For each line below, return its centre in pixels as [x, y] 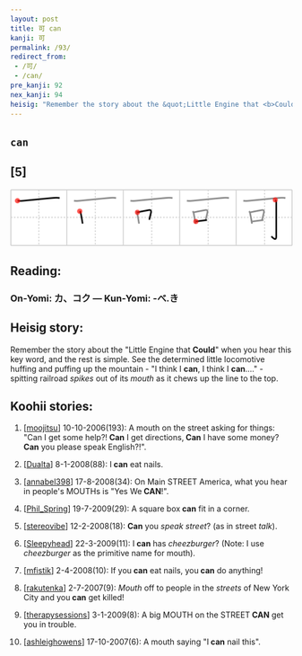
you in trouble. [50, 625]
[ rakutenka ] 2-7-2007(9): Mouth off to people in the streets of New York [156, 588]
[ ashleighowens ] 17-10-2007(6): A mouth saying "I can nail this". [142, 642]
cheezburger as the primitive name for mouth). [109, 554]
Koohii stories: [52, 407]
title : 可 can [36, 28]
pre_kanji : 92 [37, 85]
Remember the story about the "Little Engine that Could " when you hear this [151, 350]
